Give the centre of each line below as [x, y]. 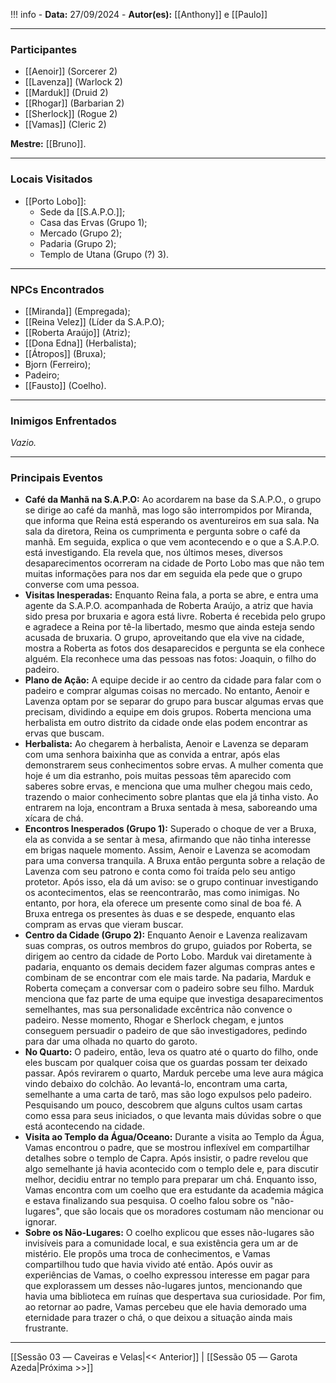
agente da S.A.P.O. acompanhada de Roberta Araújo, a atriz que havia [169, 606]
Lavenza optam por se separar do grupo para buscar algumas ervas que [174, 701]
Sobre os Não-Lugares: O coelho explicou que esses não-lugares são [169, 1233]
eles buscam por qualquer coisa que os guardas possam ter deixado [166, 1063]
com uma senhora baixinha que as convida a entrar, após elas [152, 755]
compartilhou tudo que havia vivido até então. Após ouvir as [148, 1265]
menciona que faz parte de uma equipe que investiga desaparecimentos [174, 999]
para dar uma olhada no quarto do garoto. [111, 1041]
